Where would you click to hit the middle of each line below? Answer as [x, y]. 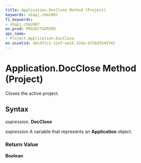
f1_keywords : [19, 19]
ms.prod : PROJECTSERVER [31, 29]
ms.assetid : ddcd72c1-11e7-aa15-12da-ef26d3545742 [60, 43]
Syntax [17, 109]
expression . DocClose [29, 121]
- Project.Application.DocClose [40, 39]
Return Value [22, 145]
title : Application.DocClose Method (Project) [56, 10]
